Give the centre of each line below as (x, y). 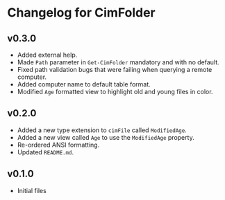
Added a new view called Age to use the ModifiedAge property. (106, 137)
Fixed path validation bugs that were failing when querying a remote (115, 70)
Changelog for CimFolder (82, 13)
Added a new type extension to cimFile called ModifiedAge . (102, 130)
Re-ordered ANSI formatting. (58, 145)
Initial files (32, 190)
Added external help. (47, 55)
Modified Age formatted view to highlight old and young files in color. (115, 92)
